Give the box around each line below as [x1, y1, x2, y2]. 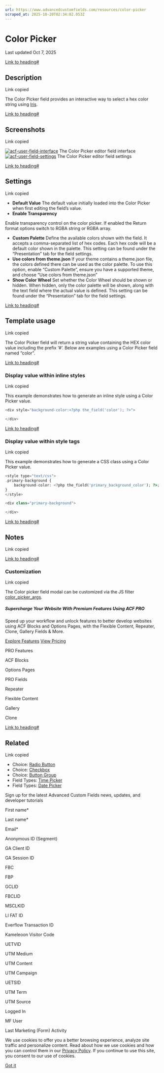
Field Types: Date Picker [12, 782, 62, 788]
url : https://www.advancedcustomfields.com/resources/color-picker [5, 7, 147, 12]
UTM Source [5, 999, 31, 1005]
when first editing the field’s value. [12, 205, 82, 211]
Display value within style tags [5, 438, 80, 444]
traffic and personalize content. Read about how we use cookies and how [5, 1042, 154, 1048]
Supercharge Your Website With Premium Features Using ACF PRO [5, 605, 145, 611]
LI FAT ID [5, 913, 23, 919]
